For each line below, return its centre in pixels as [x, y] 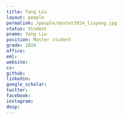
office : [16, 51]
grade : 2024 [21, 46]
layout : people [25, 17]
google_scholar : [27, 85]
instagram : [20, 101]
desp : [13, 107]
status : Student [27, 29]
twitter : [17, 90]
